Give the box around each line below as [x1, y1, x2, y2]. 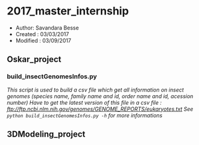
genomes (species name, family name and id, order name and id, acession [7, 92, 194, 100]
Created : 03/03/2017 [15, 30, 69, 37]
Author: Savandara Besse [15, 24, 79, 31]
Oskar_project [7, 54, 62, 64]
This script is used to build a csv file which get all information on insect [7, 86, 185, 93]
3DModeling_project [7, 129, 86, 140]
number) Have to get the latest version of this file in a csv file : [7, 99, 162, 106]
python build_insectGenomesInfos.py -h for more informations [7, 111, 163, 119]
